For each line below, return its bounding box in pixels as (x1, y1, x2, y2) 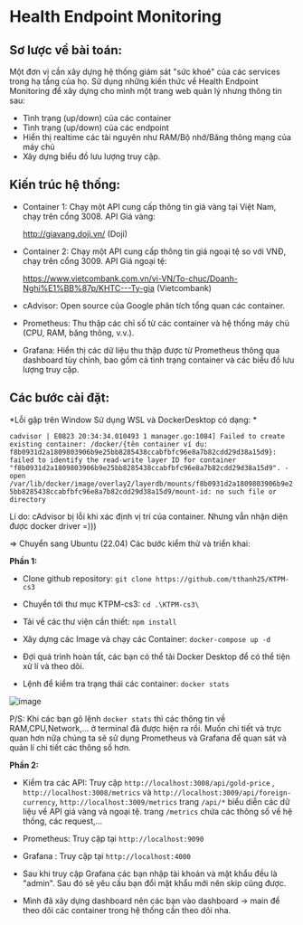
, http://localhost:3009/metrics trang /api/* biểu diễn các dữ (55, 796, 290, 807)
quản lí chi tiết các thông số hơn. (9, 741, 131, 752)
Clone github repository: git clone (22, 572, 152, 584)
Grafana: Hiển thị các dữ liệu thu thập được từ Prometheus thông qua (22, 345, 280, 355)
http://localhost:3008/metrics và (22, 787, 152, 798)
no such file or (215, 486, 278, 496)
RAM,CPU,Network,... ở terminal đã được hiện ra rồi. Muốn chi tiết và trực (9, 722, 282, 733)
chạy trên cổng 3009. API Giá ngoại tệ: (22, 255, 167, 266)
